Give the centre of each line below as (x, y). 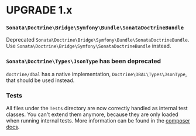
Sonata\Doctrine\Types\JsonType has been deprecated (84, 61)
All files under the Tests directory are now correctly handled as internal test (97, 108)
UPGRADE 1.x (39, 10)
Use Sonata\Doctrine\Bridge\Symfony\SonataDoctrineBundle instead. (89, 46)
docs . (13, 127)
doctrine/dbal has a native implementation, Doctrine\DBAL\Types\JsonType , (97, 74)
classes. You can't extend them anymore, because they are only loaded (92, 114)
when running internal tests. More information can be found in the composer (98, 121)
